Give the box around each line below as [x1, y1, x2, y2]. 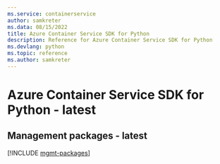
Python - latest [7, 102, 97, 117]
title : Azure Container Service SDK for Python [7, 30, 150, 37]
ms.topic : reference [7, 50, 68, 57]
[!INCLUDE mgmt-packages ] [7, 148, 90, 157]
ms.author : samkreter [7, 57, 71, 64]
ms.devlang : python [7, 43, 65, 50]
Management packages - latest [7, 130, 148, 142]
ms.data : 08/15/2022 [7, 23, 68, 30]
